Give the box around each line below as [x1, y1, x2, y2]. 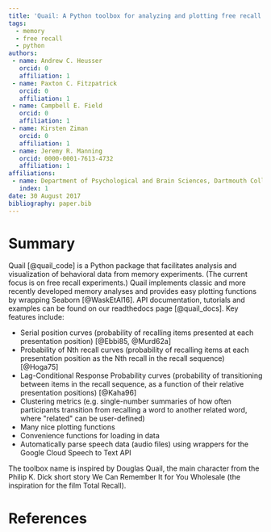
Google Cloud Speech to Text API [19, 448, 131, 458]
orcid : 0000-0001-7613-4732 [19, 154, 114, 162]
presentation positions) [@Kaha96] [19, 388, 137, 398]
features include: [8, 312, 65, 322]
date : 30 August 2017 [8, 191, 81, 200]
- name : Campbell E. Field [11, 102, 103, 110]
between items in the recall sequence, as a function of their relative [19, 379, 244, 389]
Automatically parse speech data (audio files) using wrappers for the [19, 439, 248, 449]
